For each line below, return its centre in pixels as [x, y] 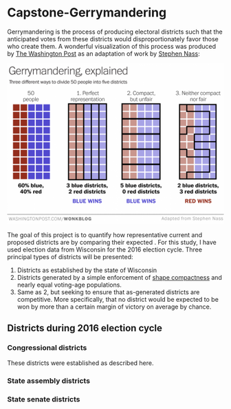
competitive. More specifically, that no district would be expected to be [118, 299]
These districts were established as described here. [80, 363]
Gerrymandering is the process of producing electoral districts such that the [115, 32]
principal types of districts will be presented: [70, 257]
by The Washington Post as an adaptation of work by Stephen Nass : [104, 54]
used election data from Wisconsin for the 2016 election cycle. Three [105, 250]
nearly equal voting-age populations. [69, 285]
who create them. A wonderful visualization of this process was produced [112, 46]
